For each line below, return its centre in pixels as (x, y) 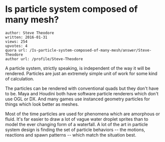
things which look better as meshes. (42, 104)
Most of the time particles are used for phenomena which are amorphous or (82, 114)
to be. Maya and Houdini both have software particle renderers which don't (82, 93)
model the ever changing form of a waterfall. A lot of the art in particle (77, 124)
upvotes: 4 (16, 46)
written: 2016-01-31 (27, 37)
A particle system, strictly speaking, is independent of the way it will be (78, 68)
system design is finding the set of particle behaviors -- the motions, (75, 130)
